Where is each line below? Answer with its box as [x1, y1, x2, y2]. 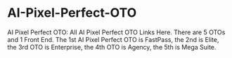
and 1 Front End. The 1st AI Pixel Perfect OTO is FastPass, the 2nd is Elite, [7, 35, 219, 43]
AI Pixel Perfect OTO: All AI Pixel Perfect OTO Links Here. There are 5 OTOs [7, 28, 226, 36]
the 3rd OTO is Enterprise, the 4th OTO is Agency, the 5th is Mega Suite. [7, 43, 217, 51]
